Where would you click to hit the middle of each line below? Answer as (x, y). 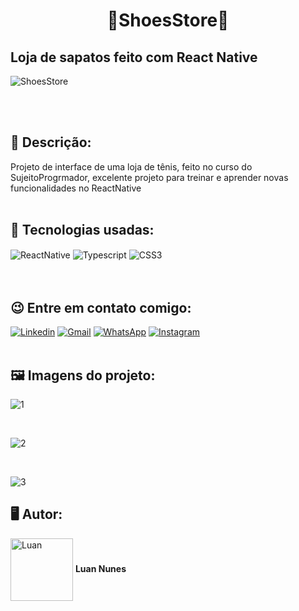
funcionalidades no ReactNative (76, 188)
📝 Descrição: (51, 142)
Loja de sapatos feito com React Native (134, 57)
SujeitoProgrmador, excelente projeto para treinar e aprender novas (149, 177)
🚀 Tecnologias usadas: (82, 230)
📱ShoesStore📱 (168, 20)
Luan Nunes (100, 568)
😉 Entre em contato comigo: (101, 307)
